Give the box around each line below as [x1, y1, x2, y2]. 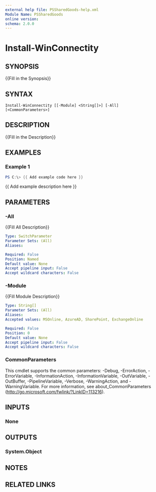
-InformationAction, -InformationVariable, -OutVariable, [34, 373, 148, 379]
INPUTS [5, 403, 30, 411]
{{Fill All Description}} [5, 224, 50, 230]
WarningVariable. [5, 383, 41, 389]
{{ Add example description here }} [5, 183, 77, 189]
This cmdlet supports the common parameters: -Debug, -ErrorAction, [5, 367, 148, 373]
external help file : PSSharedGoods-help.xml [5, 7, 99, 12]
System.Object [5, 448, 42, 455]
